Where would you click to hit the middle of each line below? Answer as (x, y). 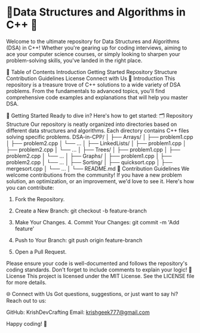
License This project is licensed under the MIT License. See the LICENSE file (100, 276)
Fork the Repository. (40, 199)
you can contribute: (30, 187)
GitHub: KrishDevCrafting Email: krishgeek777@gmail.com (78, 312)
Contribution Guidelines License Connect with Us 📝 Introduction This (91, 78)
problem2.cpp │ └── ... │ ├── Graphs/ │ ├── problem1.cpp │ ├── (89, 156)
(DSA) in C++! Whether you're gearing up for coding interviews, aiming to (97, 48)
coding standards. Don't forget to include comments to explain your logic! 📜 (99, 269)
